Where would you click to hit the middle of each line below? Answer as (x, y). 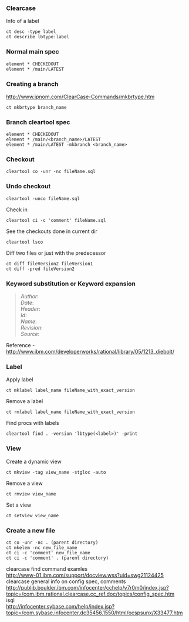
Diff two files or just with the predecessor (56, 253)
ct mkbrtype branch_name (36, 107)
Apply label (20, 380)
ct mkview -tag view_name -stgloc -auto (56, 472)
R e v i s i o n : (31, 328)
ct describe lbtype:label (38, 37)
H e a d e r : (30, 309)
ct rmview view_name (31, 494)
